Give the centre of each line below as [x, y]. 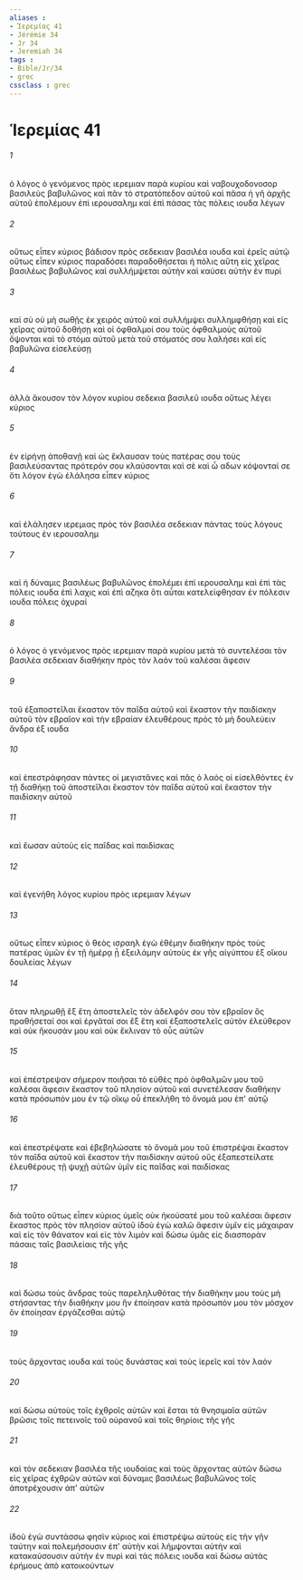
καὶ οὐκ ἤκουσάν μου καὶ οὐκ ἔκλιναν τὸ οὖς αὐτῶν [107, 1031]
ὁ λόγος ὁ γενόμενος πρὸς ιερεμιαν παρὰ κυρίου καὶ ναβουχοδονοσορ [143, 184]
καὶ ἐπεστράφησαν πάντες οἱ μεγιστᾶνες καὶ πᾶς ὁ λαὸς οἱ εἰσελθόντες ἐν [151, 777]
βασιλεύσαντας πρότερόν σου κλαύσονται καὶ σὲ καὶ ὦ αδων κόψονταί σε [150, 465]
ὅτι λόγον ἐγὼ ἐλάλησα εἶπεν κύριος [80, 475]
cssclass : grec [40, 85]
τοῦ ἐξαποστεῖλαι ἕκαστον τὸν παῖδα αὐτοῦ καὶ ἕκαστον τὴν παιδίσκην [143, 709]
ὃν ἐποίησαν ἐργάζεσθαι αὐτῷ [67, 1313]
